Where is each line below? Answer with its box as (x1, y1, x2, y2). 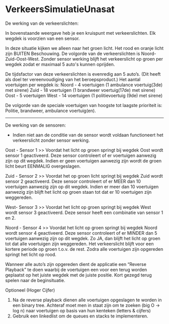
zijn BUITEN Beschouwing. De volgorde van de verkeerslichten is (5, 50, 140, 57)
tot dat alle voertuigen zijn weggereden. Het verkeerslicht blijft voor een (5, 241, 154, 247)
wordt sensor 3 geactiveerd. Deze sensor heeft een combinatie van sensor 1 (5, 209, 163, 215)
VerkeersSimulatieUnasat (5, 4, 115, 15)
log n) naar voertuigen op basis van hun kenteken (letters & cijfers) (12, 307, 151, 313)
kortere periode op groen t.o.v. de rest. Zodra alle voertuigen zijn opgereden (5, 246, 163, 252)
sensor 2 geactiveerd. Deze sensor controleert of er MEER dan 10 (5, 178, 141, 184)
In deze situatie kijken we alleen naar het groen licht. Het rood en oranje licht (5, 45, 164, 51)
